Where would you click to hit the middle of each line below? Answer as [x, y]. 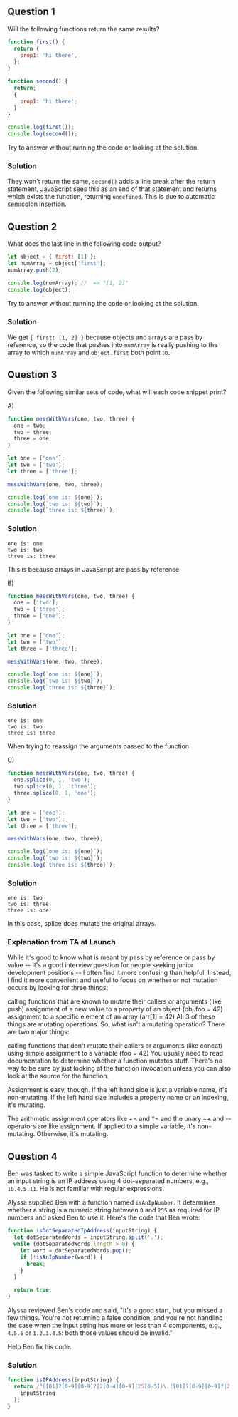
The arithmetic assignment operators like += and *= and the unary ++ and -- [119, 1119]
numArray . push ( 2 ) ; [34, 270]
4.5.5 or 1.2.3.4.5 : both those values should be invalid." [90, 1333]
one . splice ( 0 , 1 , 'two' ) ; [52, 780]
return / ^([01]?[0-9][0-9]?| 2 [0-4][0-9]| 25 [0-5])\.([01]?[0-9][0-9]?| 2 [122, 1387]
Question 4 [33, 1156]
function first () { [36, 42]
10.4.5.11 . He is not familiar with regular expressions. [86, 1189]
